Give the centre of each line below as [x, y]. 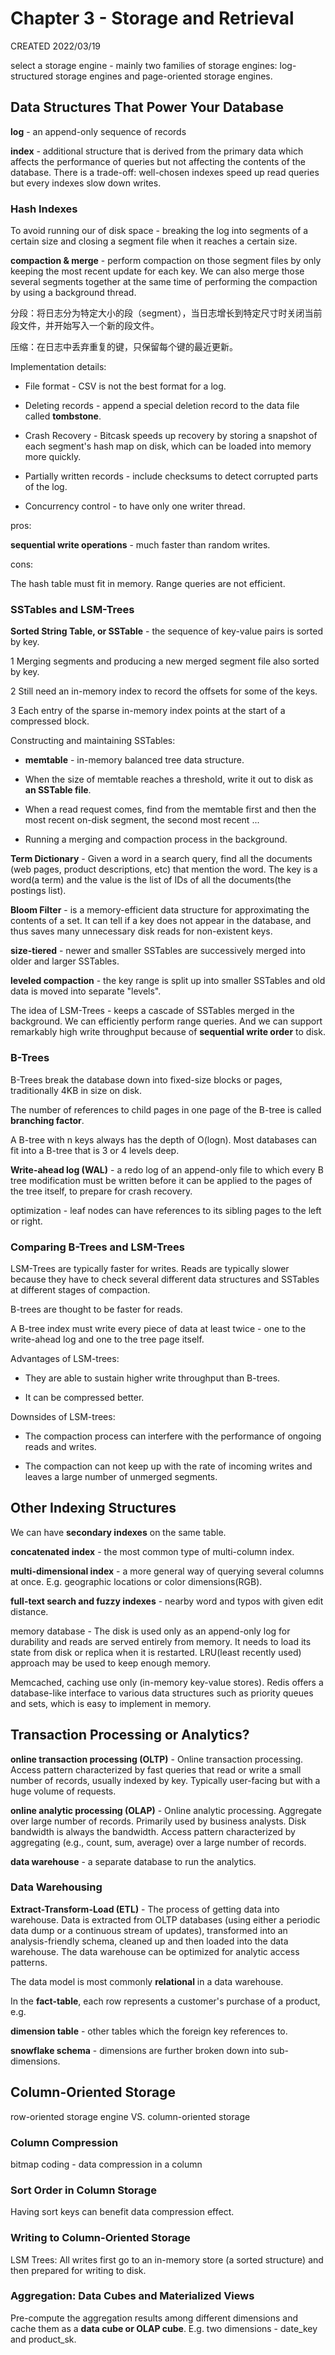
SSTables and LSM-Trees [72, 609]
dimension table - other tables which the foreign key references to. [149, 2031]
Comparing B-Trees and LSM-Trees [97, 1247]
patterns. [29, 1962]
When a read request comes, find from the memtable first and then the [170, 809]
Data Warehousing [56, 1887]
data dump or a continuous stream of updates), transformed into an [149, 1930]
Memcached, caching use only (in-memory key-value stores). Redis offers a [167, 1682]
